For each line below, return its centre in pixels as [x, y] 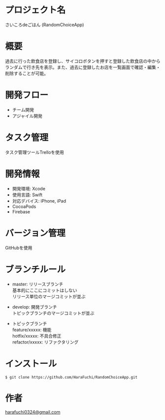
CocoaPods [24, 206]
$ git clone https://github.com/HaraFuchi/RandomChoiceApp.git [71, 377]
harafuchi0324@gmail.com [33, 412]
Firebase [21, 211]
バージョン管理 [35, 233]
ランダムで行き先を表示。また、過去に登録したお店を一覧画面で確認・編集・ [83, 67]
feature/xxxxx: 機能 [32, 330]
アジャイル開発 [27, 116]
